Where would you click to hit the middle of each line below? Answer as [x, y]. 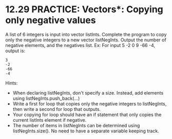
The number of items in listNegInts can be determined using [76, 125]
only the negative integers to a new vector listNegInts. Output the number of [86, 40]
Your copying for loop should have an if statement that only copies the [87, 114]
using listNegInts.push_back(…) [46, 98]
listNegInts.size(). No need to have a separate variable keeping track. [86, 131]
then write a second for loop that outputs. [57, 109]
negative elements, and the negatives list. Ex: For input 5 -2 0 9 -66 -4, [80, 45]
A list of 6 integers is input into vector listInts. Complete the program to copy [86, 34]
